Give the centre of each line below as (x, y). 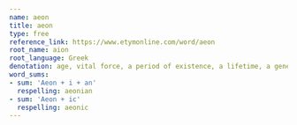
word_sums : (29, 75)
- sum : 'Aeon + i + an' (53, 83)
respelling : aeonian (55, 91)
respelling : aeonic (53, 107)
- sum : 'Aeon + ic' (45, 99)
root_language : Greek (49, 58)
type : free (29, 33)
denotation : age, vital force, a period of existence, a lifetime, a (140, 67)
